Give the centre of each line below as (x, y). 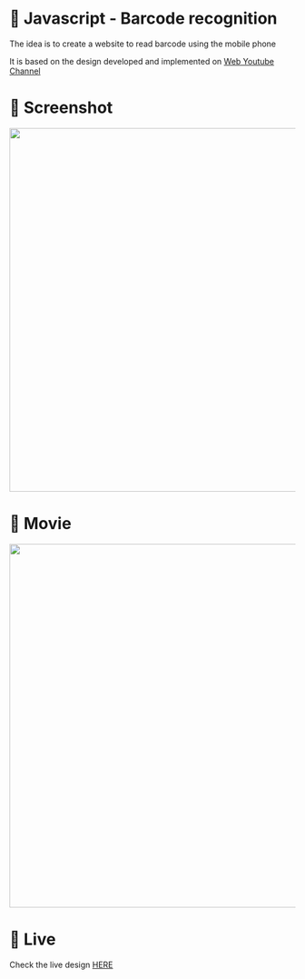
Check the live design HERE (61, 964)
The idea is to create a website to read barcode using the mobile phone (143, 44)
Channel (25, 71)
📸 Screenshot (61, 108)
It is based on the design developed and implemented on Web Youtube (142, 61)
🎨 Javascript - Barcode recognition (143, 19)
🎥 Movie (40, 524)
